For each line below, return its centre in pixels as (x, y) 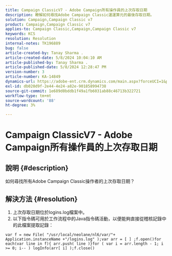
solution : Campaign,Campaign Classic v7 (49, 19)
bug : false (17, 48)
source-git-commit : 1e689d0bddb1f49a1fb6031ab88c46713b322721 (73, 91)
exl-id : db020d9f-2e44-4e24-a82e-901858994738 (56, 86)
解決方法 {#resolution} (41, 199)
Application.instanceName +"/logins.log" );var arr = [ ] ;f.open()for (83, 239)
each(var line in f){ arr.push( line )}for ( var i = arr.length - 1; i (84, 244)
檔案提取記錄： (38, 225)
